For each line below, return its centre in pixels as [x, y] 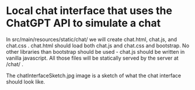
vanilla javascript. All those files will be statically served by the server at [93, 58]
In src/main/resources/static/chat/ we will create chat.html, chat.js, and [91, 39]
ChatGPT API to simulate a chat [83, 23]
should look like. [26, 82]
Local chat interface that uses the [89, 11]
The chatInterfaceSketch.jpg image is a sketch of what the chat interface [94, 75]
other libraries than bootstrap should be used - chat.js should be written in [95, 51]
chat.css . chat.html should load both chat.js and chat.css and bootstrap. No [98, 46]
